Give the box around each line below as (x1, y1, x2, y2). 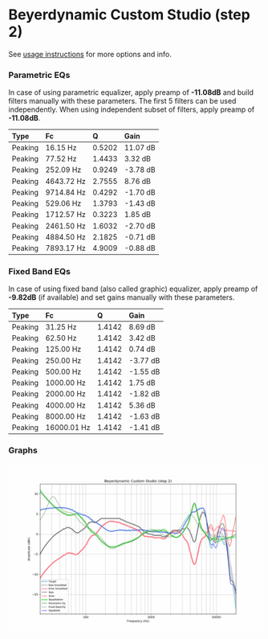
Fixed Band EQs (8, 265, 71, 276)
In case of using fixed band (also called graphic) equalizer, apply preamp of (8, 284, 258, 294)
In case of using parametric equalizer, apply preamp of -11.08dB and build (8, 88, 254, 97)
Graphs (8, 444, 38, 456)
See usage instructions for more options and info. (8, 49, 173, 59)
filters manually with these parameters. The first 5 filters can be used (8, 96, 237, 106)
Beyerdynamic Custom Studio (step (8, 6, 250, 24)
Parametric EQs (8, 69, 71, 80)
